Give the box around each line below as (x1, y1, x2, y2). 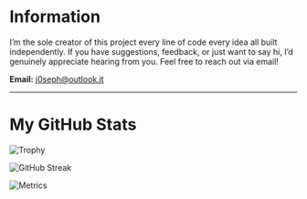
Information (9, 6, 101, 27)
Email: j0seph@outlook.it (9, 73, 104, 84)
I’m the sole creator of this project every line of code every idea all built (9, 37, 278, 47)
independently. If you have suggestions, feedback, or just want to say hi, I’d (9, 46, 294, 57)
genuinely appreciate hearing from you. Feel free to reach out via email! (9, 56, 279, 67)
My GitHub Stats (9, 114, 137, 135)
